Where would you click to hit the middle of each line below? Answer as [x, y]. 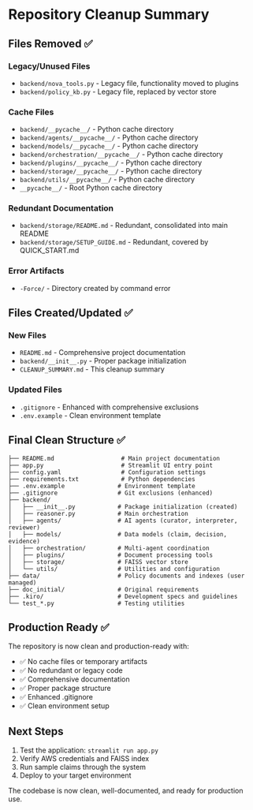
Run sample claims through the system [82, 767]
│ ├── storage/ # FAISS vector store [99, 562]
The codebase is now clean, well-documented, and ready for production [126, 791]
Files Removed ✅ [50, 44]
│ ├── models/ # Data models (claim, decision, [117, 534]
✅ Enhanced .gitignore [56, 697]
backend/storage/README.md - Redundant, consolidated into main [124, 226]
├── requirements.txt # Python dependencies [102, 479]
